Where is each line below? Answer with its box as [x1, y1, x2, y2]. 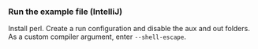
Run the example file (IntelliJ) [8, 6, 123, 17]
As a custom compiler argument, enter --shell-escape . [8, 32, 187, 41]
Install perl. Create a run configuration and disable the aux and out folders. [8, 24, 250, 33]
